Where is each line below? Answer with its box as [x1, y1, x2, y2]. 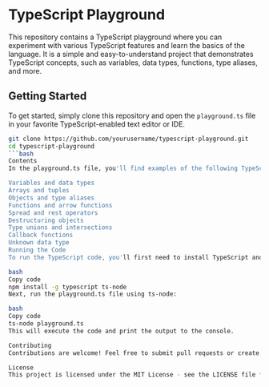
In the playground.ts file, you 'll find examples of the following [8, 164, 239, 173]
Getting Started [8, 90, 87, 103]
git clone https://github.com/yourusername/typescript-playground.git [8, 135, 249, 143]
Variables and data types [8, 179, 94, 187]
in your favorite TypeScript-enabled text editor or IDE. [8, 119, 186, 129]
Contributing [8, 341, 52, 349]
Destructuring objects [8, 216, 84, 224]
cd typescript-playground [8, 142, 94, 150]
